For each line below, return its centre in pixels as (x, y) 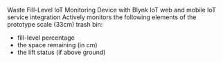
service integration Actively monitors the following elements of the (102, 17)
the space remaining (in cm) (57, 45)
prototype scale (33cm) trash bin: (55, 24)
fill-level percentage (46, 38)
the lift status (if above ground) (61, 52)
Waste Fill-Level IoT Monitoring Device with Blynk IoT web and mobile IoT (111, 10)
